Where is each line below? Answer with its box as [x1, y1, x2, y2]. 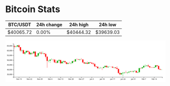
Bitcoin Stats [5, 4, 61, 15]
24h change [36, 22, 63, 28]
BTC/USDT [8, 22, 32, 28]
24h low [98, 22, 117, 28]
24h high [69, 22, 89, 28]
